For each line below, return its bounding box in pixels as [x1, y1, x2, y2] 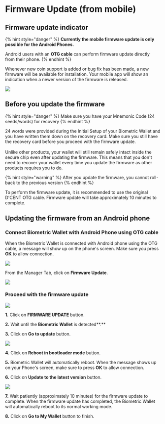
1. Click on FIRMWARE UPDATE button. [5, 312, 85, 318]
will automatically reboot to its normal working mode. [5, 403, 113, 409]
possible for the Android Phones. [5, 42, 74, 47]
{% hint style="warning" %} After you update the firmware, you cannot [5, 174, 149, 180]
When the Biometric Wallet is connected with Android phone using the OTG [5, 240, 158, 246]
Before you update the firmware [5, 100, 105, 108]
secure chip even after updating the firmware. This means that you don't [5, 154, 152, 160]
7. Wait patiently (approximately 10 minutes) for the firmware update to [5, 393, 148, 399]
